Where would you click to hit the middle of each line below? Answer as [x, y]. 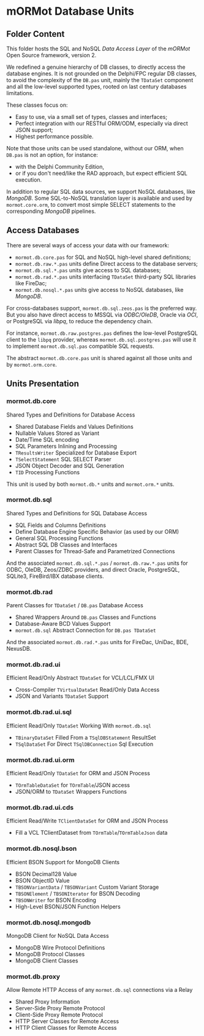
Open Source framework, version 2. [51, 55]
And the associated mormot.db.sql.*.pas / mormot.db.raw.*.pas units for [97, 563]
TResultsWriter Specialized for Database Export [76, 453]
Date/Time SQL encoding [47, 439]
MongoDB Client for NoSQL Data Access [58, 935]
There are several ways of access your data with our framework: [88, 245]
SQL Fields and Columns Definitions [60, 525]
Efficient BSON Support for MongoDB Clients [63, 862]
